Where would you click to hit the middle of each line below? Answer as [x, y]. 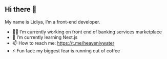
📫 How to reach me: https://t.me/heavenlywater [63, 43]
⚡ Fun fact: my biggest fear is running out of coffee [66, 51]
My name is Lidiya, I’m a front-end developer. [53, 22]
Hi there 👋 [21, 9]
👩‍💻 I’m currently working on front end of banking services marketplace [87, 32]
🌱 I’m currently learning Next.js [45, 37]
